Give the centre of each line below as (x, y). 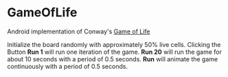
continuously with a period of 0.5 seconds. (68, 66)
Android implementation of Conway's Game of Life (79, 31)
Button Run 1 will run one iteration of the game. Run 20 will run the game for (114, 52)
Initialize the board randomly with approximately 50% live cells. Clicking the (114, 44)
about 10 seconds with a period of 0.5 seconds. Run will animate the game (113, 59)
